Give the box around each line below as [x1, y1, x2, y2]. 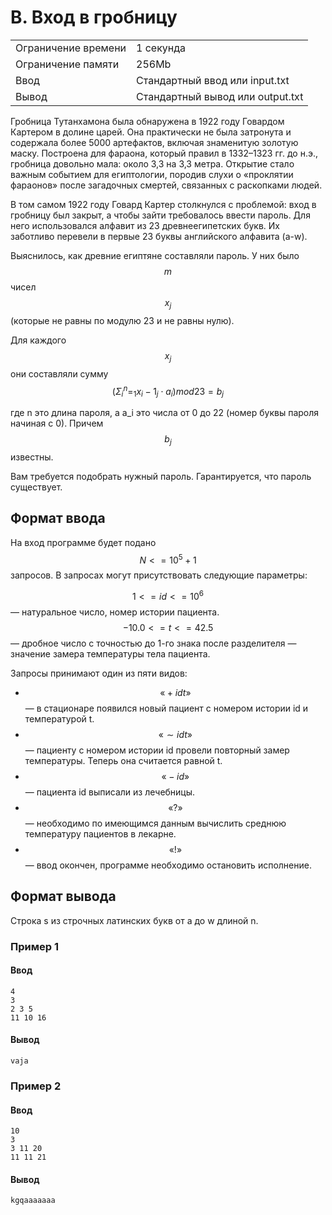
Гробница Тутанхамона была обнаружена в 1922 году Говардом [10, 115, 285, 127]
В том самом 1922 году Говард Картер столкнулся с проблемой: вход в [10, 198, 317, 210]
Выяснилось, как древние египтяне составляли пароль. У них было [10, 249, 300, 261]
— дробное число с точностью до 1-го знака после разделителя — [10, 637, 297, 649]
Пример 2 [10, 1079, 62, 1093]
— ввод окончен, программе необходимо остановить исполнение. [24, 859, 312, 871]
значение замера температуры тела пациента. [10, 647, 211, 660]
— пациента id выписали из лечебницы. [24, 786, 196, 798]
